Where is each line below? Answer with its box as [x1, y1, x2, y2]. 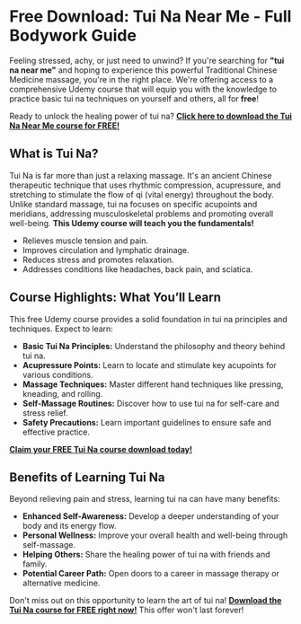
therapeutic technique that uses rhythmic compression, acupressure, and [9, 180, 281, 190]
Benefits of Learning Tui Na [9, 470, 165, 485]
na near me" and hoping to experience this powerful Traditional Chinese [9, 65, 278, 75]
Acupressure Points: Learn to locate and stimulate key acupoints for [22, 359, 277, 370]
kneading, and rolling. [22, 388, 103, 399]
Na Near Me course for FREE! [9, 119, 120, 131]
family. [22, 558, 48, 569]
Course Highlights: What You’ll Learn [9, 290, 222, 305]
